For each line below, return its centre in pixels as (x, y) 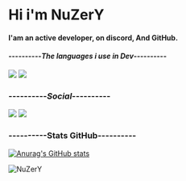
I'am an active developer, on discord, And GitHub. (93, 37)
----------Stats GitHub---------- (72, 136)
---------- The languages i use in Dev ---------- (88, 56)
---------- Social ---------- (60, 96)
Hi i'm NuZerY (56, 15)
